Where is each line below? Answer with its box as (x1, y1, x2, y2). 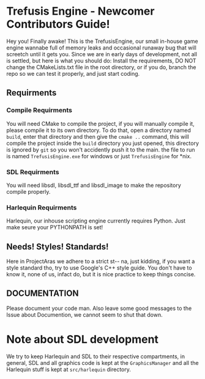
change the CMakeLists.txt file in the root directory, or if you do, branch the (6, 63, 197, 71)
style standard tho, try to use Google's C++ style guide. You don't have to (6, 264, 192, 271)
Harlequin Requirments (6, 203, 77, 212)
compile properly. (6, 188, 51, 195)
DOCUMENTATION (6, 289, 79, 299)
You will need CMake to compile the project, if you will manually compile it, (6, 120, 195, 127)
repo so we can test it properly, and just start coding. (6, 70, 140, 77)
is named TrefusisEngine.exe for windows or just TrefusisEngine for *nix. (6, 152, 192, 160)
